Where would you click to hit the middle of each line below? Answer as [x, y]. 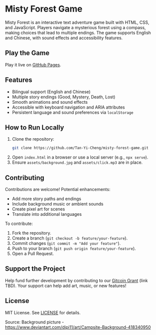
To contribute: [19, 223]
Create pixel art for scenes [38, 209]
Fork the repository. [32, 233]
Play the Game [27, 53]
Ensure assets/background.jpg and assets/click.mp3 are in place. [77, 162]
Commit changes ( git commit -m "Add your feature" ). [66, 243]
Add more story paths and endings [46, 199]
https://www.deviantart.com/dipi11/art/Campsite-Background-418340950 [78, 327]
